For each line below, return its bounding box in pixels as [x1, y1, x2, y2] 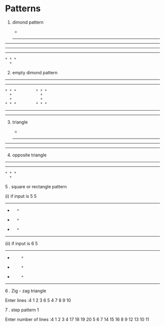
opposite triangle [12, 152, 47, 158]
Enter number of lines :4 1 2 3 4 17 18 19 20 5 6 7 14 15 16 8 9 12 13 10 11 [5, 316, 149, 322]
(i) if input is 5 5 [5, 193, 37, 199]
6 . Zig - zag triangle [5, 288, 47, 294]
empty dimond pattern [12, 69, 58, 75]
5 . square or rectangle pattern [5, 183, 67, 189]
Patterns [5, 3, 41, 14]
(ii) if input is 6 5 [5, 240, 38, 246]
